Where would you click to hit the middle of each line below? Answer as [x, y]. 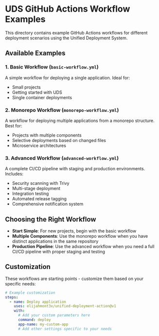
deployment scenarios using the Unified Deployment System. [66, 38]
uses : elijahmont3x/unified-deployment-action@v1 [65, 306]
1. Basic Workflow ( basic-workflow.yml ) [52, 67]
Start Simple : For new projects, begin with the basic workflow [74, 231]
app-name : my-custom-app [43, 324]
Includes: [14, 174]
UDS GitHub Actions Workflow [68, 9]
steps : [12, 297]
